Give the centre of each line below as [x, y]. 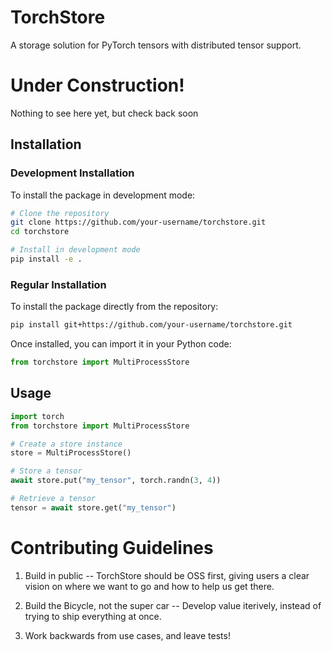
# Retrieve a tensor [53, 499]
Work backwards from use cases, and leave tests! [127, 635]
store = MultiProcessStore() [71, 453]
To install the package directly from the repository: [114, 307]
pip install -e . [46, 259]
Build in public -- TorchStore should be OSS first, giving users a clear [167, 575]
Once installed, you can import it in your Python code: [121, 344]
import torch [37, 416]
